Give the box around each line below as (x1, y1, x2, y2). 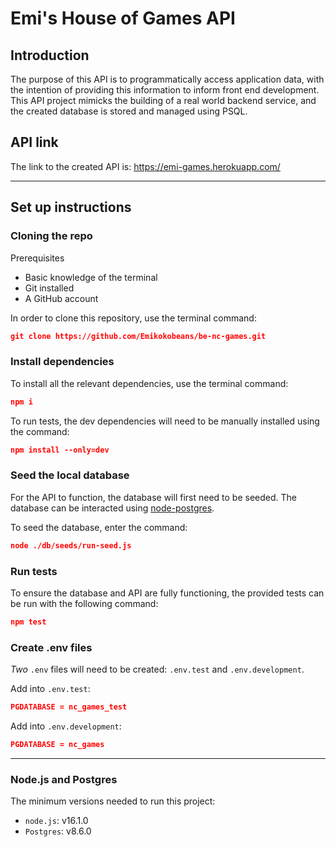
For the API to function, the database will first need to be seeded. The (10, 491, 297, 503)
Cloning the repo (10, 229, 93, 243)
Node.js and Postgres (10, 772, 118, 786)
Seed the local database (10, 468, 130, 482)
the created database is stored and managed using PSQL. (10, 105, 248, 117)
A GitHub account (24, 292, 99, 304)
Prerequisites (10, 252, 65, 264)
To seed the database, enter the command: (10, 521, 188, 533)
